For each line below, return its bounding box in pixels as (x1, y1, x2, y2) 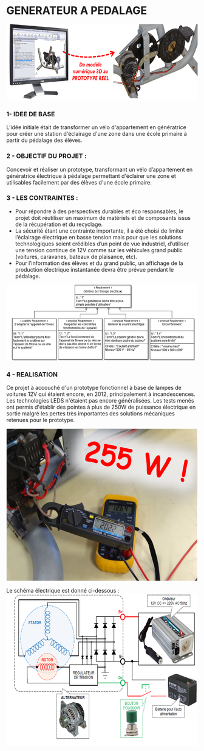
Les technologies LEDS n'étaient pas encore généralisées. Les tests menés (6, 397, 194, 404)
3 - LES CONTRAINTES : (6, 194, 78, 202)
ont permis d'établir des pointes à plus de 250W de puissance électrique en (6, 403, 196, 411)
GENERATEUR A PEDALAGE (6, 4, 148, 18)
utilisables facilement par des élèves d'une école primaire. (6, 178, 152, 186)
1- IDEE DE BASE (6, 110, 55, 118)
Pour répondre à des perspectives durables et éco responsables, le (15, 208, 184, 215)
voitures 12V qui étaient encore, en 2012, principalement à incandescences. (6, 390, 195, 398)
